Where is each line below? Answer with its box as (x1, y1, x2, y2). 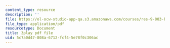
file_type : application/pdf (5, 21, 65, 26)
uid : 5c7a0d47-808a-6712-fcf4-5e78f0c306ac (5, 35, 99, 40)
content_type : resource (5, 7, 56, 12)
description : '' (5, 12, 39, 17)
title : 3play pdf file (5, 30, 53, 35)
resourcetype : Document (5, 26, 56, 31)
